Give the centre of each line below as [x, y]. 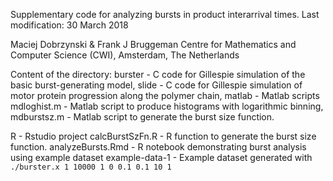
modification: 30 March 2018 [69, 25]
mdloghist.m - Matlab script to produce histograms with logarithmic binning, [167, 106]
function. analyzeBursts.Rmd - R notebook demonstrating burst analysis [158, 147]
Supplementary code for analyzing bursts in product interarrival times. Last [165, 14]
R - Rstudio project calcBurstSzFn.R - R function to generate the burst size [163, 136]
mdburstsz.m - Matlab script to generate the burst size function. [142, 117]
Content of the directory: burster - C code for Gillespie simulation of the [158, 74]
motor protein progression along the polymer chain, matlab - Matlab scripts [165, 95]
